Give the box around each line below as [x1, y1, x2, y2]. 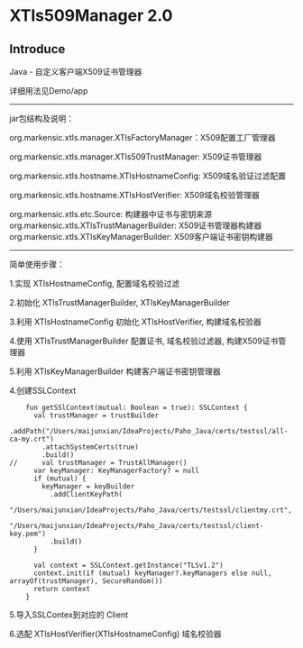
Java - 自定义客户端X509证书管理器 [9, 67, 142, 77]
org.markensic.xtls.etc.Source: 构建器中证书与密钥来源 [9, 209, 213, 219]
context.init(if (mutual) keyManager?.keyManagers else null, [32, 569, 272, 578]
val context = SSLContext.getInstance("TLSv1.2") [32, 561, 224, 570]
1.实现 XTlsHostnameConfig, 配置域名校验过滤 [9, 278, 180, 288]
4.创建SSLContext [9, 385, 77, 396]
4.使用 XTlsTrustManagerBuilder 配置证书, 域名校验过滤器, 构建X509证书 [9, 335, 279, 346]
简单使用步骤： [9, 259, 65, 269]
